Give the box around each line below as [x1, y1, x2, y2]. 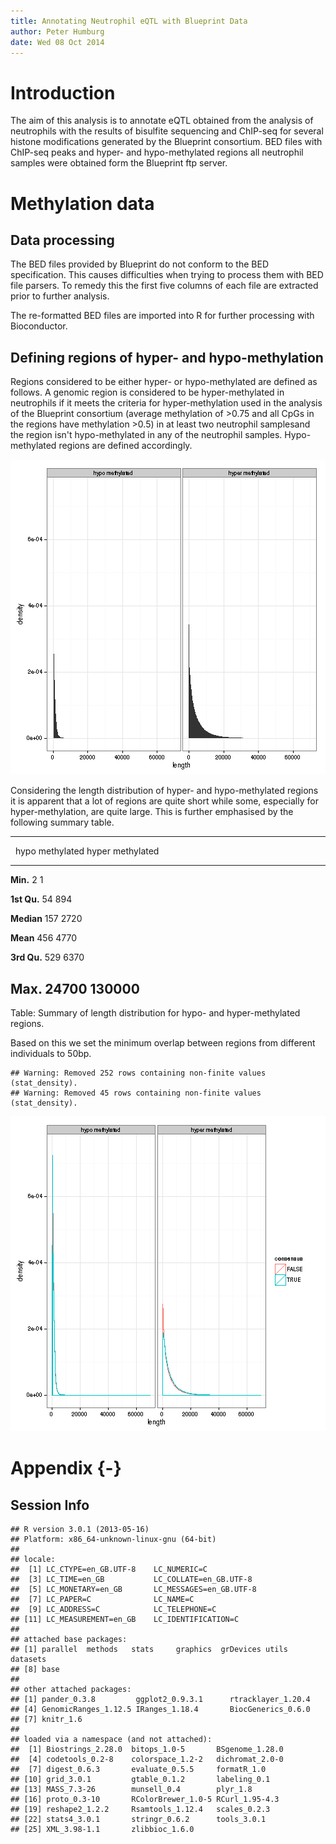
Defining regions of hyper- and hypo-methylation [10, 349, 324, 366]
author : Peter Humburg [10, 26, 105, 37]
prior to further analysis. [10, 290, 110, 302]
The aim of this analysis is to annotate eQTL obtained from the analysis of [10, 115, 314, 127]
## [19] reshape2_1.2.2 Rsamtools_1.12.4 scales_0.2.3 [10, 1804, 271, 1814]
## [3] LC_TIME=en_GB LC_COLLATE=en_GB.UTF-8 [10, 1574, 253, 1584]
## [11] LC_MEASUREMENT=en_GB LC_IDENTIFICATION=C [10, 1614, 240, 1624]
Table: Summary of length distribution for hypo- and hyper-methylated [10, 1006, 301, 1019]
